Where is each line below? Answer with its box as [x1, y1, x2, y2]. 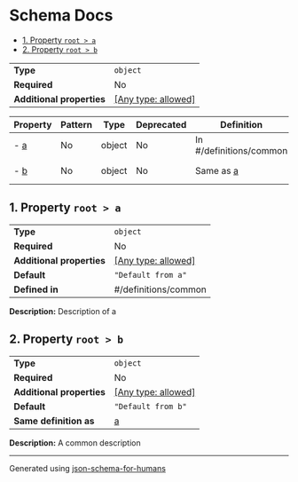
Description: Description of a [9, 305, 117, 316]
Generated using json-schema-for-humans [9, 462, 167, 473]
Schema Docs [9, 5, 114, 26]
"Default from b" [114, 401, 188, 411]
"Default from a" [114, 270, 188, 280]
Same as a [194, 164, 239, 177]
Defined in [13, 283, 59, 296]
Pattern [60, 118, 93, 130]
